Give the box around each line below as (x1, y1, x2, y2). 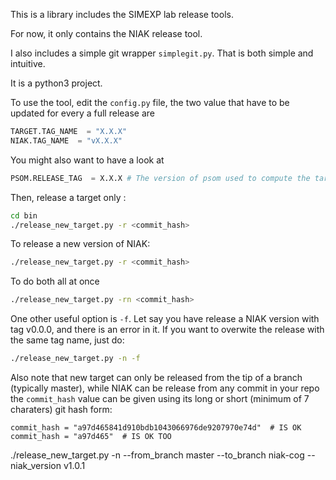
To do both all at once (10, 275, 100, 288)
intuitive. (10, 58, 46, 69)
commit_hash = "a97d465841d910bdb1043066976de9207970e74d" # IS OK (10, 423, 302, 433)
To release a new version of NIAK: (10, 238, 151, 250)
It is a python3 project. (10, 77, 103, 89)
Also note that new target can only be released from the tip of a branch (10, 372, 303, 383)
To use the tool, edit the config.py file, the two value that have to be (10, 97, 290, 108)
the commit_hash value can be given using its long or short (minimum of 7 (10, 393, 310, 404)
